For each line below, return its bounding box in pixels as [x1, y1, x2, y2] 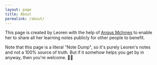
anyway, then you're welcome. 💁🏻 [5, 55, 73, 61]
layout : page [5, 7, 32, 12]
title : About [5, 12, 32, 17]
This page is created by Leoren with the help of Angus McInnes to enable [5, 30, 153, 36]
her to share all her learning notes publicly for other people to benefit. [5, 35, 145, 41]
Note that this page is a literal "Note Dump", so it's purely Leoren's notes [5, 44, 151, 50]
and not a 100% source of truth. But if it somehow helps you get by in [5, 49, 144, 55]
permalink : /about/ [5, 16, 45, 21]
